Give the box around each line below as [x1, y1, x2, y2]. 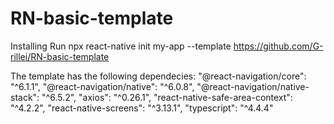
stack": [10, 91, 40, 103]
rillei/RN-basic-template [10, 50, 110, 62]
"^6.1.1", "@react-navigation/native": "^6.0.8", [10, 80, 195, 92]
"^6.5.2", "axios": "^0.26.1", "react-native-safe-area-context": [41, 91, 293, 103]
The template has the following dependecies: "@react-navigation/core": [10, 70, 307, 82]
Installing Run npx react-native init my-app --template [10, 40, 232, 52]
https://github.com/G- [233, 40, 324, 52]
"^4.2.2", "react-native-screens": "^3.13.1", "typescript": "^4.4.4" [10, 102, 274, 114]
